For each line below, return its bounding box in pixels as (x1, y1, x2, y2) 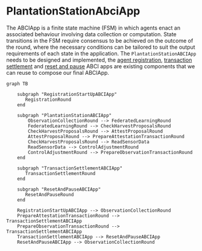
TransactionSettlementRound (25, 170, 96, 176)
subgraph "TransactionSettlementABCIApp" (17, 165, 122, 171)
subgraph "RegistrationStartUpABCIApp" (17, 91, 118, 97)
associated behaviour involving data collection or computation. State (6, 30, 177, 37)
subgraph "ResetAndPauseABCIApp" (17, 186, 101, 192)
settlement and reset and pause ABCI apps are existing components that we (6, 62, 195, 70)
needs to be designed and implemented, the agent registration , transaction (6, 56, 192, 63)
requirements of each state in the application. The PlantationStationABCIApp (6, 49, 197, 57)
